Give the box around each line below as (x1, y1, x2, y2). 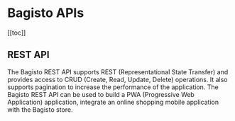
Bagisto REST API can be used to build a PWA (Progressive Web (7, 90, 195, 98)
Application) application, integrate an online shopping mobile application (7, 98, 219, 106)
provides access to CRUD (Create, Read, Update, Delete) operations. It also (7, 75, 228, 83)
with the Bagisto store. (7, 105, 73, 114)
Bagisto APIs (7, 5, 84, 21)
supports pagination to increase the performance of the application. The (7, 83, 219, 91)
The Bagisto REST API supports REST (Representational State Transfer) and (7, 67, 229, 76)
